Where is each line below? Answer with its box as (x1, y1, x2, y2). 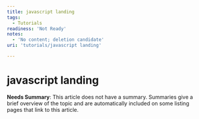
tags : (7, 14, 21, 20)
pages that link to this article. (7, 106, 79, 113)
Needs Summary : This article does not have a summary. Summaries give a (7, 93, 194, 100)
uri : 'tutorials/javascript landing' (7, 43, 102, 49)
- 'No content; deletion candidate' (12, 37, 104, 43)
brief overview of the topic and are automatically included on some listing (7, 100, 189, 107)
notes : (7, 31, 24, 37)
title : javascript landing (7, 8, 75, 15)
